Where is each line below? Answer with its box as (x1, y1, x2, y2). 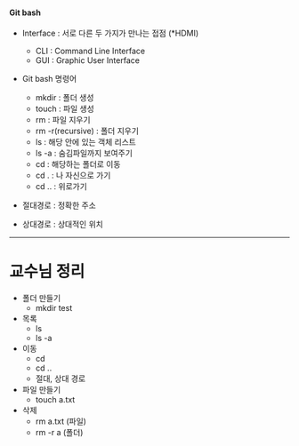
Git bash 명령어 (21, 74, 77, 84)
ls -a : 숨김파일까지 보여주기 (35, 147, 133, 159)
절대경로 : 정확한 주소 (21, 200, 96, 211)
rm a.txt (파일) (35, 416, 87, 426)
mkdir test (35, 303, 73, 314)
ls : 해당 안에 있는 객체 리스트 (35, 137, 136, 147)
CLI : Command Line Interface (35, 45, 145, 57)
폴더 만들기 (21, 293, 61, 304)
